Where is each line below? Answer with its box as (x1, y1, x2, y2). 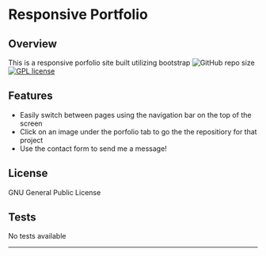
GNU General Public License (8, 187, 101, 197)
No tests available (8, 232, 66, 241)
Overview (8, 37, 58, 51)
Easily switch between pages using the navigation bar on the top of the (19, 110, 252, 119)
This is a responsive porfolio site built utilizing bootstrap (8, 58, 191, 67)
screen (19, 119, 43, 128)
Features (8, 89, 53, 103)
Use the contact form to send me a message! (19, 144, 168, 153)
